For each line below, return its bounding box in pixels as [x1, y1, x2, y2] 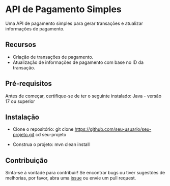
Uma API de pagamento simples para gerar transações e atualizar [5, 20, 144, 26]
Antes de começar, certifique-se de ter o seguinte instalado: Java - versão [5, 93, 162, 99]
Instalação [5, 113, 40, 121]
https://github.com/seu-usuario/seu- [74, 126, 152, 132]
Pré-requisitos [5, 80, 52, 88]
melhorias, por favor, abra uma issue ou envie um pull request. [5, 175, 136, 181]
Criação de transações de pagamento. [12, 54, 94, 60]
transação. [12, 64, 36, 70]
